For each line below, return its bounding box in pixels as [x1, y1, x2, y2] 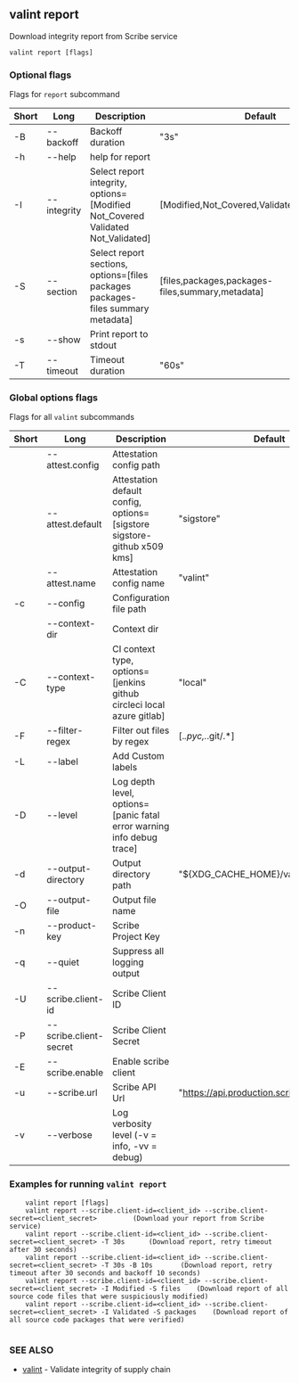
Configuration [112, 592, 171, 605]
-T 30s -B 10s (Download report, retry [101, 1261, 273, 1270]
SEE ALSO [9, 1344, 54, 1356]
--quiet [45, 956, 80, 968]
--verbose [45, 1129, 93, 1141]
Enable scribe [112, 1056, 170, 1068]
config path [112, 459, 161, 472]
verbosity [112, 1118, 152, 1131]
